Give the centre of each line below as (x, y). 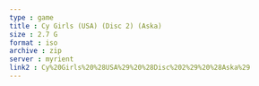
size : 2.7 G (34, 34)
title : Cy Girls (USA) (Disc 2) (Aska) (86, 26)
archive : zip (36, 51)
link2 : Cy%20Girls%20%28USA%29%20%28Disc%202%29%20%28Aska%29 (130, 68)
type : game (31, 17)
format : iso (34, 43)
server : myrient (42, 59)
